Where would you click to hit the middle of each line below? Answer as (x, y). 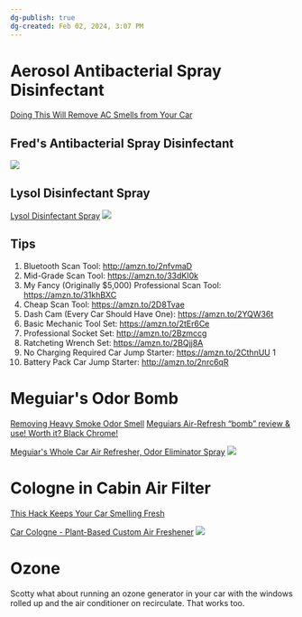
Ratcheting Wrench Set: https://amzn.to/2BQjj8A (113, 342)
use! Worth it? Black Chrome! (64, 433)
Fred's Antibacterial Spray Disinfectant (122, 143)
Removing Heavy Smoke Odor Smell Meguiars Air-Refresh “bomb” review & (151, 423)
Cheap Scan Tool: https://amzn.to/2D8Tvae (104, 304)
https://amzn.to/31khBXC (70, 294)
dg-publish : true (43, 18)
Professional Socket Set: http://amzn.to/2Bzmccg (115, 333)
